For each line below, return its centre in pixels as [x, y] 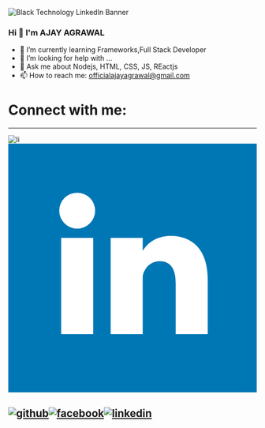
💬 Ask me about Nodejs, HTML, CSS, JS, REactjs [99, 66]
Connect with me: [68, 110]
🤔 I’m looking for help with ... [66, 58]
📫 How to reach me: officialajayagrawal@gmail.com [105, 76]
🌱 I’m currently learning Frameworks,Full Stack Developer [113, 50]
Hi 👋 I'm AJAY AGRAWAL [56, 32]
